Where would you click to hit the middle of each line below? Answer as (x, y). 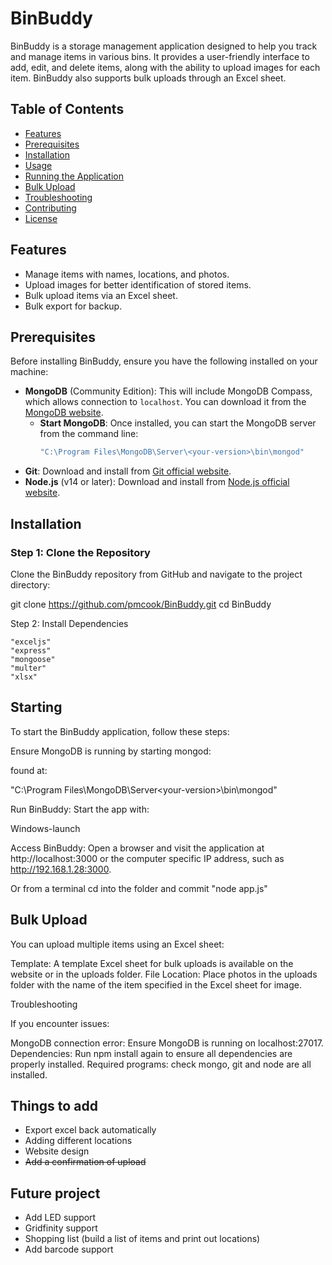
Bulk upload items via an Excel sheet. (101, 295)
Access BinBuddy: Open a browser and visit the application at (137, 848)
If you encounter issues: (60, 1023)
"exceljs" (31, 642)
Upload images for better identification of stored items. (138, 284)
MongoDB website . (64, 413)
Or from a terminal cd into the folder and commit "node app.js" (139, 888)
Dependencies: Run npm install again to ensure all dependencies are (151, 1053)
